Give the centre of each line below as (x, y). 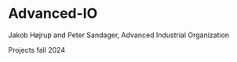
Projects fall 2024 (36, 50)
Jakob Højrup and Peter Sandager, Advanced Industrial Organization (119, 35)
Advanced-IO (53, 14)
